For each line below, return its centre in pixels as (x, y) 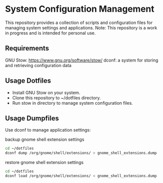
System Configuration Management (80, 9)
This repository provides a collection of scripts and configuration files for (79, 23)
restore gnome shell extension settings (44, 162)
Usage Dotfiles (28, 81)
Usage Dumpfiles (32, 118)
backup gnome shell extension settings (45, 139)
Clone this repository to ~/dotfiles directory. (56, 98)
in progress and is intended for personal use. (50, 33)
